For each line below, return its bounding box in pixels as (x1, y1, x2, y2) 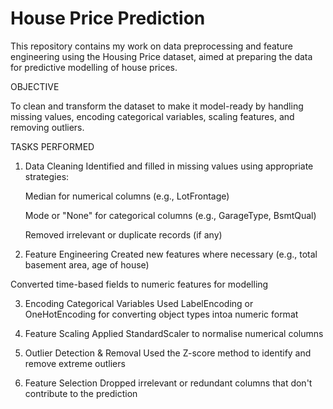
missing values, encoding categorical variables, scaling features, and (10, 110, 295, 122)
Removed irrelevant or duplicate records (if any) (24, 228, 223, 241)
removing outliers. (10, 121, 85, 133)
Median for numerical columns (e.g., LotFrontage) (24, 190, 230, 202)
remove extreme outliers (24, 357, 126, 369)
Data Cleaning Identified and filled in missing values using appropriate (24, 160, 314, 172)
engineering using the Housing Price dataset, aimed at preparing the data (10, 50, 313, 62)
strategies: (24, 170, 70, 182)
